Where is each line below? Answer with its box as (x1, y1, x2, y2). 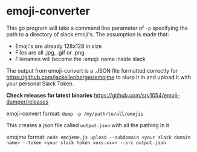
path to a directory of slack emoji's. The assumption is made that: (6, 30, 169, 38)
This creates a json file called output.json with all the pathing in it (6, 121, 169, 128)
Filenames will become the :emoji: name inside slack (15, 55, 146, 62)
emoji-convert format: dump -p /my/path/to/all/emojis (6, 110, 144, 117)
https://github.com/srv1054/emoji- (94, 91, 180, 99)
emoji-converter (6, 4, 91, 18)
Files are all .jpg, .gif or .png (15, 48, 85, 56)
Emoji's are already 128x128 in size (15, 42, 102, 50)
